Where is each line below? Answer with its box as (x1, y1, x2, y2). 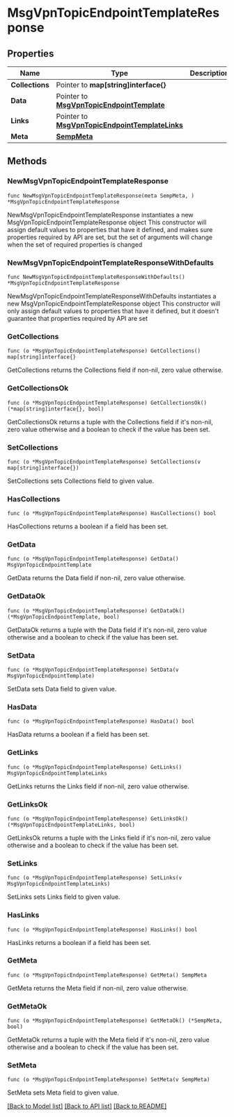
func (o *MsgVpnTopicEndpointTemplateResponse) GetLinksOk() (7, 815, 189, 822)
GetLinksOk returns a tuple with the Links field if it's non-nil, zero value (7, 833, 211, 842)
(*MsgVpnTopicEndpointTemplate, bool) (7, 613, 120, 620)
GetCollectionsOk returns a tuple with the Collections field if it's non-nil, (7, 417, 214, 426)
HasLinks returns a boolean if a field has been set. (7, 938, 151, 946)
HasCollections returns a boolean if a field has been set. (7, 522, 169, 531)
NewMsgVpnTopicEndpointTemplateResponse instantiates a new (7, 210, 194, 219)
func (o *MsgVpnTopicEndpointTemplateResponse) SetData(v (7, 666, 179, 674)
